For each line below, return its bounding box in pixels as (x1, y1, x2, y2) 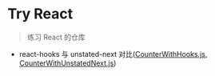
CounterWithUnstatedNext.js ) (18, 58, 117, 68)
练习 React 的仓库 (26, 32, 86, 42)
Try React (7, 5, 74, 23)
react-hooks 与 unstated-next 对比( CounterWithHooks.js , (18, 49, 208, 58)
